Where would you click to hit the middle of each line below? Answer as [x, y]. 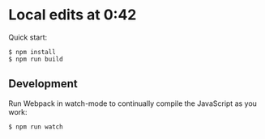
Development [43, 84]
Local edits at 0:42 [73, 15]
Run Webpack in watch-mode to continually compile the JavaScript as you [133, 103]
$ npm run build [36, 59]
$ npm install [32, 52]
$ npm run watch [36, 127]
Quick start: [28, 37]
